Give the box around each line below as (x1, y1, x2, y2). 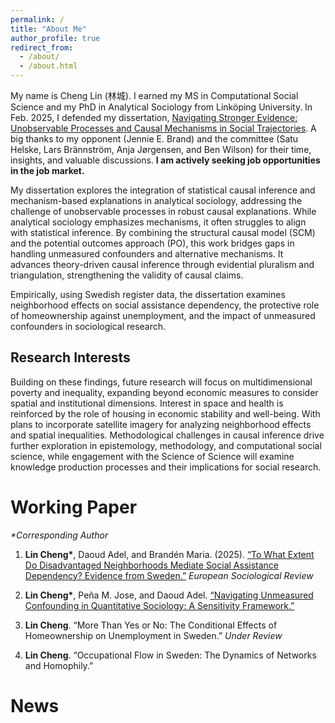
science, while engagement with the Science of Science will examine (10, 450, 295, 462)
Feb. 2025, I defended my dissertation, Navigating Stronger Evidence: (10, 112, 298, 123)
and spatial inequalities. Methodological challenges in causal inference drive (10, 429, 325, 441)
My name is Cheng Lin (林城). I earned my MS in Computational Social (10, 90, 299, 101)
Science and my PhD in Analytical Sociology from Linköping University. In (10, 101, 313, 113)
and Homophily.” (24, 659, 94, 671)
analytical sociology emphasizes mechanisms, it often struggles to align (10, 216, 307, 228)
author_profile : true (10, 33, 101, 43)
